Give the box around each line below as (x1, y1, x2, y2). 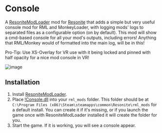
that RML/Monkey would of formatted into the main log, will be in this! (5, 40, 145, 45)
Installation (5, 78, 40, 87)
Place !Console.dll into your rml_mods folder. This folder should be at (12, 96, 149, 102)
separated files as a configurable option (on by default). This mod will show (5, 29, 157, 35)
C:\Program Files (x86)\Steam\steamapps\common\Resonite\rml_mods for (12, 101, 157, 108)
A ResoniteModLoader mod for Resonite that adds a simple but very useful (5, 19, 155, 25)
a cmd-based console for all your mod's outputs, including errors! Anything (5, 35, 157, 41)
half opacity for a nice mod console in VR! (5, 54, 89, 60)
